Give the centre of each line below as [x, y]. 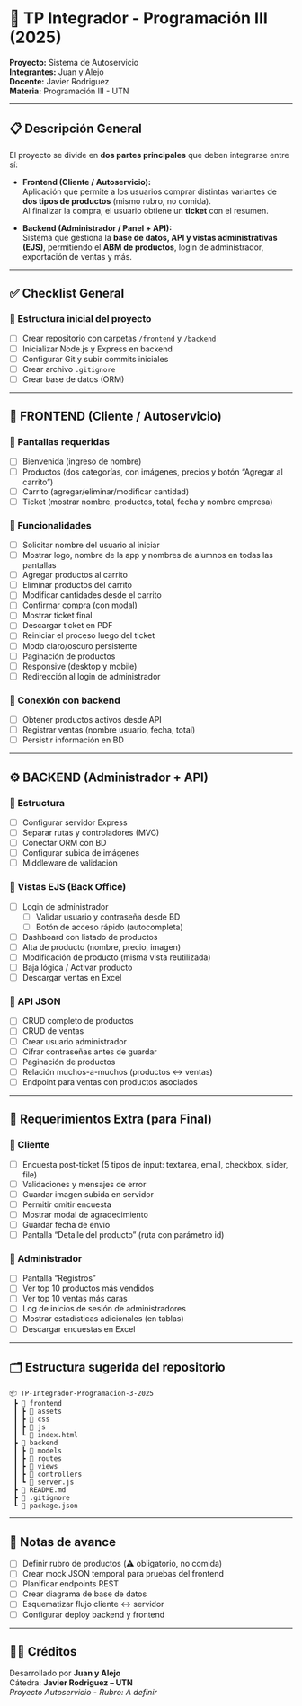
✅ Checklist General [67, 293]
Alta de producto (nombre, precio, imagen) [102, 946]
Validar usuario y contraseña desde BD [108, 917]
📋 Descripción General [75, 129]
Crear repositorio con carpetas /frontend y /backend [119, 338]
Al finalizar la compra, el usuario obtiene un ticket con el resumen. [146, 210]
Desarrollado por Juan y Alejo [65, 1673]
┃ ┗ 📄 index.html [45, 1435]
